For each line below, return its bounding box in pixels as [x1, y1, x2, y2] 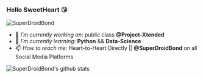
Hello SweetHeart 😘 [6, 5, 68, 14]
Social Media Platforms [15, 53, 74, 60]
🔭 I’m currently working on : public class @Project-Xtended [15, 31, 165, 38]
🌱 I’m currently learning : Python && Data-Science [15, 38, 141, 45]
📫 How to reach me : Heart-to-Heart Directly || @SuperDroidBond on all [15, 44, 198, 52]
